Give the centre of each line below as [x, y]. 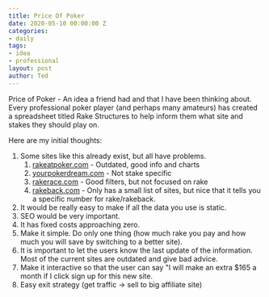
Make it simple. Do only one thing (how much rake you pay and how [133, 233]
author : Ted [28, 76]
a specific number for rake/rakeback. [94, 199]
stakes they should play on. [54, 124]
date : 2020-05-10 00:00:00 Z [57, 23]
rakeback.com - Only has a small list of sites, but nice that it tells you [146, 190]
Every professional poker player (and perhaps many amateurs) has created [133, 107]
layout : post [30, 69]
